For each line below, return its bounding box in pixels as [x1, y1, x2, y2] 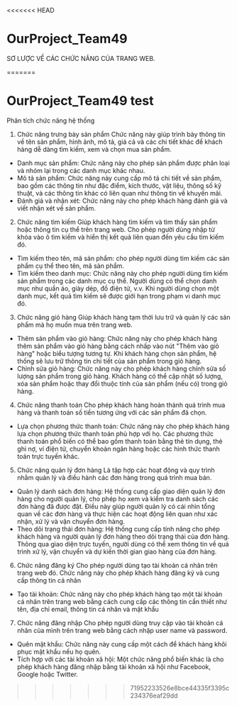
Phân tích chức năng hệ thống [6, 116, 95, 125]
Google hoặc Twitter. [16, 670, 79, 678]
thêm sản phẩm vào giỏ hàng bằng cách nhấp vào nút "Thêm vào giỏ [16, 342, 219, 350]
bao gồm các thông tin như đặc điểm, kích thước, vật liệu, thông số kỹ [16, 181, 221, 190]
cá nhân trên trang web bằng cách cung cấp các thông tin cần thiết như [16, 597, 228, 605]
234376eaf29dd [130, 691, 178, 700]
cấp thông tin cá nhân [16, 576, 82, 584]
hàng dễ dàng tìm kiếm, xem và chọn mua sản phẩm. [16, 145, 172, 153]
